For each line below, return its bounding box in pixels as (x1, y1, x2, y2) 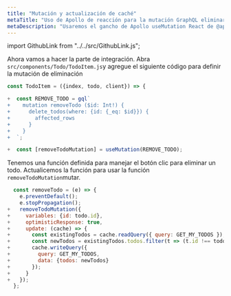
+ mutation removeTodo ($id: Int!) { (7, 102, 125, 109)
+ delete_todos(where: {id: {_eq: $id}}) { (7, 108, 149, 115)
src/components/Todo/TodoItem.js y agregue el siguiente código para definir (7, 63, 221, 71)
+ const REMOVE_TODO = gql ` (7, 96, 91, 103)
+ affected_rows (7, 114, 76, 121)
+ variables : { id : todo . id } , (7, 212, 103, 219)
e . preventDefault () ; (19, 193, 78, 200)
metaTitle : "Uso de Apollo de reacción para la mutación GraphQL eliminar (7, 17, 226, 23)
